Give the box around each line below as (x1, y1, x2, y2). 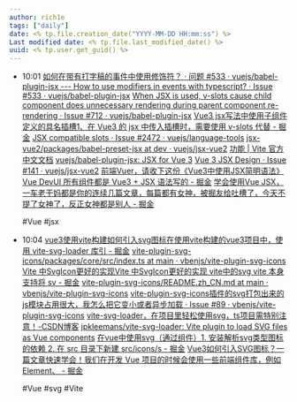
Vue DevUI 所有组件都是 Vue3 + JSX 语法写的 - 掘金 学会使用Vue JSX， (21, 177, 285, 187)
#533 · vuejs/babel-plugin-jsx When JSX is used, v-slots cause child (21, 90, 272, 102)
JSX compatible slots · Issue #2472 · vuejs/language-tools (32, 133, 245, 143)
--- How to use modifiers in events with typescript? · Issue (60, 81, 273, 92)
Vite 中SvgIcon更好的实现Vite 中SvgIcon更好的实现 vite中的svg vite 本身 (21, 266, 285, 277)
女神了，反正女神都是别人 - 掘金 (37, 199, 155, 209)
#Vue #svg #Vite (21, 383, 84, 394)
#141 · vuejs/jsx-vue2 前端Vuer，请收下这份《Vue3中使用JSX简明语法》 (21, 165, 285, 177)
